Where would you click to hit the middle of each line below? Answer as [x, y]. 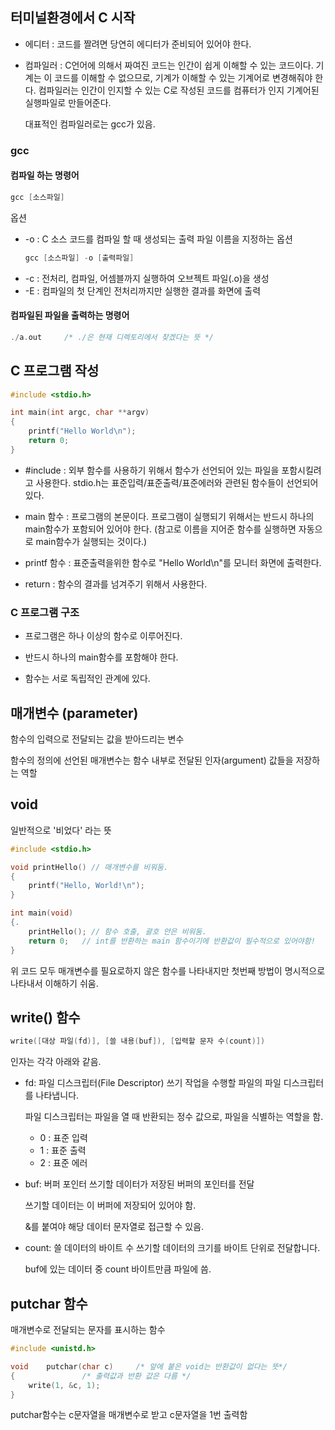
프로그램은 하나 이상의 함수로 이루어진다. [103, 636]
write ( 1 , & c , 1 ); [64, 1385]
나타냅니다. [57, 1095]
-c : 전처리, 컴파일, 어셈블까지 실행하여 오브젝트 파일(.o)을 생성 [147, 278]
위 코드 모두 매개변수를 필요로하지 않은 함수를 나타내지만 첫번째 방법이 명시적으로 [168, 970]
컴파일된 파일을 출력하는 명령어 [70, 315]
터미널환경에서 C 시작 [73, 18]
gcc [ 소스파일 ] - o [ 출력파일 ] [79, 258]
